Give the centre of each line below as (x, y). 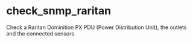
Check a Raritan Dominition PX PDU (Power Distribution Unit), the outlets (96, 27)
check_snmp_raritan (59, 11)
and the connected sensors (40, 33)
